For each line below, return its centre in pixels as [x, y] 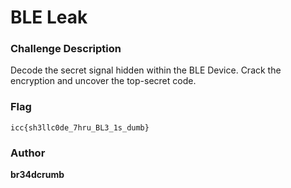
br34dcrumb [37, 175]
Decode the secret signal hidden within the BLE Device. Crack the [146, 70]
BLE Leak [49, 17]
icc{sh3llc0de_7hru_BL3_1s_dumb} [80, 127]
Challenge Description [66, 49]
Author [28, 153]
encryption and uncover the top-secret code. [103, 81]
